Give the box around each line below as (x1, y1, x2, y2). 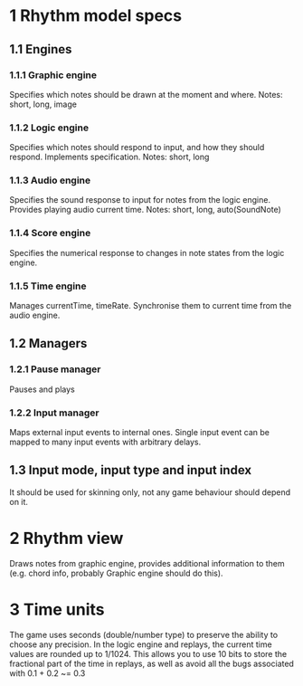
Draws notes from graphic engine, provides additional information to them (9, 557, 285, 568)
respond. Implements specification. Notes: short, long (9, 151, 210, 163)
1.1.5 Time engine (9, 280, 88, 292)
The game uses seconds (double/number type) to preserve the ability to (9, 629, 279, 640)
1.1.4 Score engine (9, 227, 91, 240)
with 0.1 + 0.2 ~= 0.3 (9, 667, 86, 679)
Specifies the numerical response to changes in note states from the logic (9, 247, 285, 258)
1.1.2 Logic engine (9, 121, 89, 134)
